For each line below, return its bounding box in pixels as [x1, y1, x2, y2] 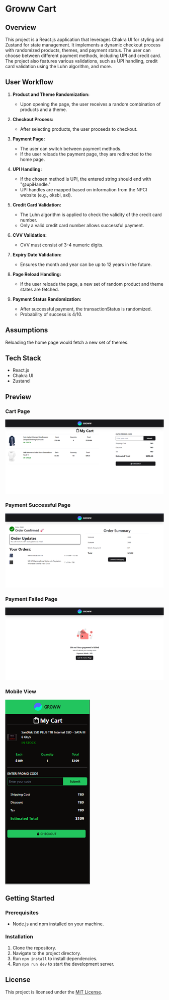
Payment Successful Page [5, 502, 71, 509]
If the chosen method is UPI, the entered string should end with [20, 176, 152, 182]
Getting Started [5, 894, 55, 903]
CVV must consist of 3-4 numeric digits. [20, 242, 104, 248]
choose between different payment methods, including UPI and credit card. [5, 52, 161, 59]
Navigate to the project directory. [12, 950, 81, 956]
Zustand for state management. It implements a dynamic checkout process [5, 42, 161, 48]
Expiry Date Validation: [12, 251, 62, 257]
